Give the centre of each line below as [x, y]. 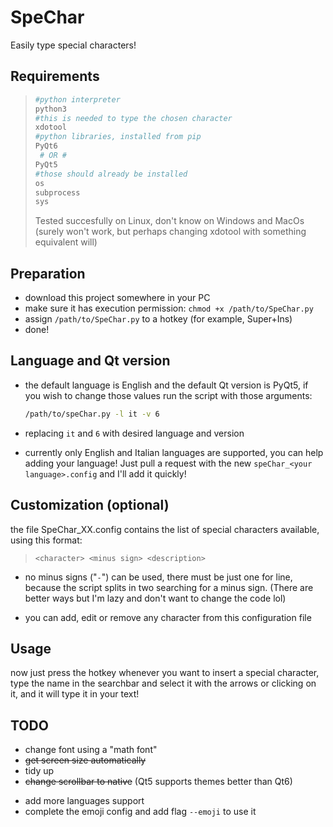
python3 [50, 109]
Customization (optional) [90, 505]
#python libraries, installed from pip [118, 137]
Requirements [55, 76]
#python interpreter [77, 99]
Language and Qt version [90, 361]
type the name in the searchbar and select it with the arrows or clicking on [163, 683]
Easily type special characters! [73, 45]
